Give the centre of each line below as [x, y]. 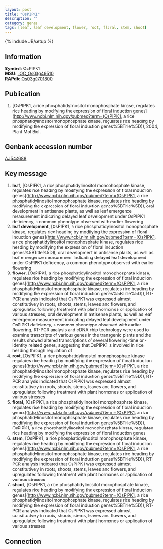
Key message [26, 174]
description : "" [21, 18]
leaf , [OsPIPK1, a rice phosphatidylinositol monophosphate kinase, [79, 186]
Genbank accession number [49, 147]
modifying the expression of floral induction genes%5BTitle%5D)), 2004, [85, 126]
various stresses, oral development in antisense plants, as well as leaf [82, 314]
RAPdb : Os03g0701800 [29, 79]
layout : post [18, 9]
